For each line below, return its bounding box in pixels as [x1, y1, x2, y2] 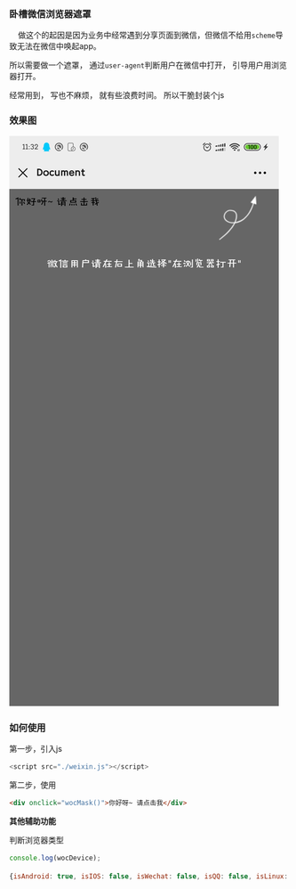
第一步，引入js [9, 743, 62, 754]
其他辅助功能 [9, 815, 56, 826]
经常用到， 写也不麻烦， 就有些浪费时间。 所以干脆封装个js [9, 90, 225, 101]
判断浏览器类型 [9, 835, 64, 845]
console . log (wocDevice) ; [9, 853, 101, 862]
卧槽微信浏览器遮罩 [9, 7, 92, 20]
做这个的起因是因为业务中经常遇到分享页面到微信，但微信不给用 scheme [17, 29, 276, 41]
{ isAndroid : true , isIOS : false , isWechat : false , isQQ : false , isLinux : [9, 872, 289, 881]
